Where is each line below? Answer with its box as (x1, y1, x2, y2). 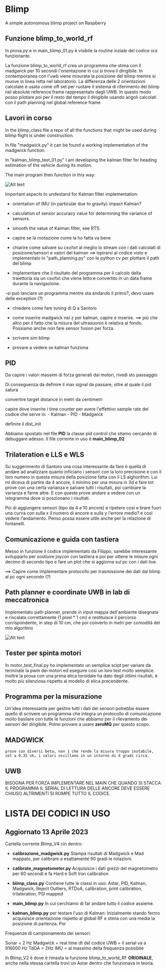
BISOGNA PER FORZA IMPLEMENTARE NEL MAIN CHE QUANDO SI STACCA (5, 780, 161, 786)
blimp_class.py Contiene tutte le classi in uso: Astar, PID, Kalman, (12, 881, 147, 887)
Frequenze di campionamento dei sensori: (5, 930, 91, 936)
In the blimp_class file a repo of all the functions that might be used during (5, 127, 157, 133)
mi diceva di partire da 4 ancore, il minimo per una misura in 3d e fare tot (5, 480, 154, 485)
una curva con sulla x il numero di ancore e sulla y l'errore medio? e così (5, 510, 153, 516)
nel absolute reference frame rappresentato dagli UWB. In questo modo (5, 88, 152, 95)
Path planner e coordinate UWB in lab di (5, 588, 130, 597)
